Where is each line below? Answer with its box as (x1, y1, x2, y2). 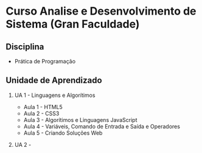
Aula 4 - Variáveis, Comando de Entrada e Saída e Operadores (23, 123, 181, 130)
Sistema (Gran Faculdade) (5, 17, 140, 31)
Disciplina (5, 41, 44, 52)
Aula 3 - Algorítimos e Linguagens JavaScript (23, 116, 138, 123)
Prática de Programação (14, 58, 76, 65)
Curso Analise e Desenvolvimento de (5, 4, 197, 18)
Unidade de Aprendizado (5, 75, 102, 86)
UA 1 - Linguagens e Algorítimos (14, 91, 96, 99)
